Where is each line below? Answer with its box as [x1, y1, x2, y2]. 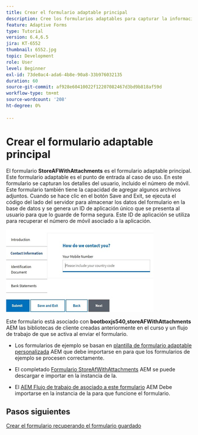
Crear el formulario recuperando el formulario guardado [6, 422, 141, 430]
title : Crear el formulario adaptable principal [6, 9, 128, 15]
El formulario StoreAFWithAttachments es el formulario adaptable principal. [6, 167, 192, 174]
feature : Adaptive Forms [6, 22, 67, 28]
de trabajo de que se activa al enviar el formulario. [6, 330, 128, 337]
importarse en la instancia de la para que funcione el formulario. [14, 390, 171, 397]
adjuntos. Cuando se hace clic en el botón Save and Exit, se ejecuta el [6, 192, 176, 199]
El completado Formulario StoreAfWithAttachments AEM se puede [14, 365, 176, 373]
